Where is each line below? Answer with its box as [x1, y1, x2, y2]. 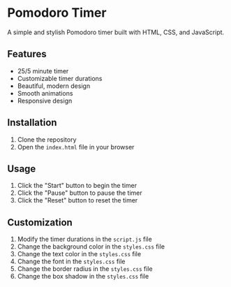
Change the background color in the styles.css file [17, 242, 165, 251]
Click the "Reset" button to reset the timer [17, 196, 138, 205]
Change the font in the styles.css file [17, 257, 126, 266]
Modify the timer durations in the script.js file [17, 235, 152, 244]
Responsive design [17, 96, 73, 105]
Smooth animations [17, 89, 73, 97]
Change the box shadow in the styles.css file [17, 272, 149, 281]
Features [7, 48, 47, 60]
